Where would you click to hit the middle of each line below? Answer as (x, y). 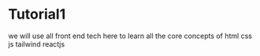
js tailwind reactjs (37, 44)
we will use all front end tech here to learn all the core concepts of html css (130, 36)
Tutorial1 (37, 14)
